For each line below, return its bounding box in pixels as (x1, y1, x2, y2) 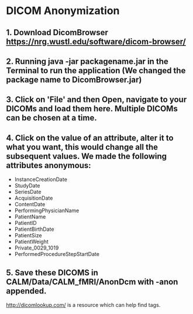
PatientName (14, 213, 46, 220)
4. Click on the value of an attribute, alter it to (6, 133, 174, 143)
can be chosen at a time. (6, 113, 98, 123)
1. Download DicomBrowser (6, 28, 108, 37)
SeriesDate (14, 189, 42, 196)
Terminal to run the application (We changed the (6, 66, 186, 76)
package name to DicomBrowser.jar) (6, 74, 142, 84)
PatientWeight (14, 238, 49, 245)
